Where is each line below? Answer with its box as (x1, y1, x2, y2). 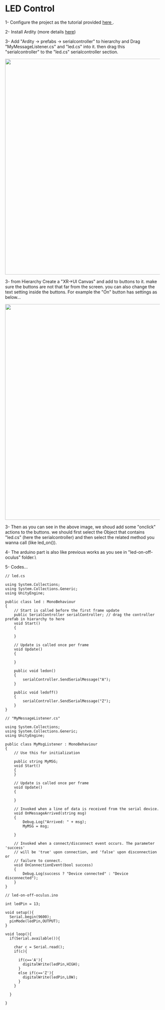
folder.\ (22, 554, 36, 560)
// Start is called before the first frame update (14, 608, 120, 613)
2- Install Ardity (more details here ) (5, 29, 76, 35)
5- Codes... (5, 564, 28, 570)
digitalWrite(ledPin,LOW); (23, 974, 78, 979)
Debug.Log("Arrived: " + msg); (23, 819, 87, 824)
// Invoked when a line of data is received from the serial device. (14, 806, 160, 811)
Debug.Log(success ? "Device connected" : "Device (23, 871, 129, 876)
